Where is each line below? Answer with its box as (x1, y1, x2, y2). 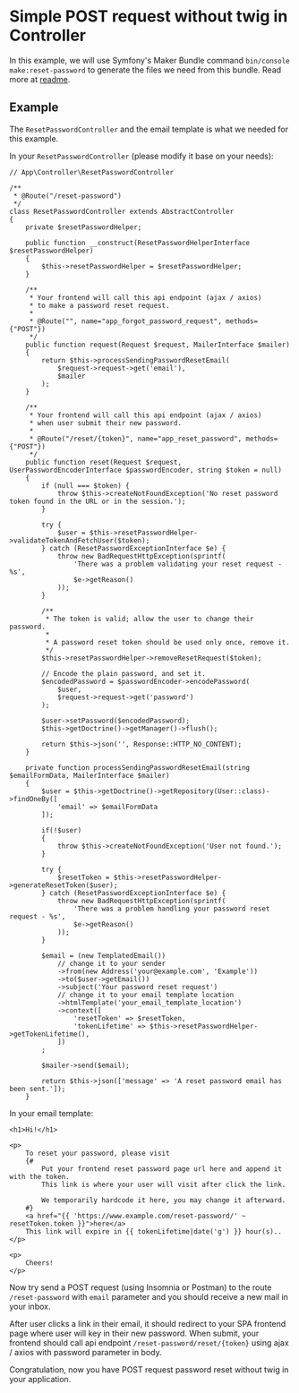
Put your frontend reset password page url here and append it (41, 1164, 282, 1174)
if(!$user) (41, 825, 82, 834)
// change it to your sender (56, 959, 167, 968)
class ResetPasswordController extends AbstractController (9, 207, 235, 216)
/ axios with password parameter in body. (9, 1346, 163, 1357)
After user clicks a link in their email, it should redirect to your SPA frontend (9, 1318, 286, 1329)
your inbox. (9, 1301, 51, 1312)
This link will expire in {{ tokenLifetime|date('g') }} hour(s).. (25, 1226, 282, 1236)
